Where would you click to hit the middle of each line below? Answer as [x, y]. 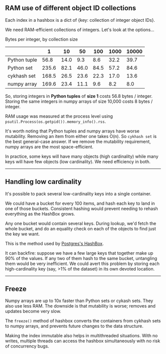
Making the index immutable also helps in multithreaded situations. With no [82, 336]
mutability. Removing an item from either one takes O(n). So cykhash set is [81, 136]
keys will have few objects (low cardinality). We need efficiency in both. [78, 161]
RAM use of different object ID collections [71, 8]
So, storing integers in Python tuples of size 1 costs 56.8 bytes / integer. [79, 96]
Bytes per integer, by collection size [41, 39]
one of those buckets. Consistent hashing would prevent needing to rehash [82, 208]
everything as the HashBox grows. [40, 214]
